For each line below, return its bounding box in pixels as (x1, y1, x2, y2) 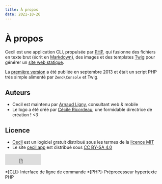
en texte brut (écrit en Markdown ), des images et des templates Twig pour (5, 54, 156, 60)
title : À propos (5, 7, 38, 12)
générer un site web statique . (5, 59, 65, 65)
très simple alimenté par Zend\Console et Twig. (5, 74, 99, 80)
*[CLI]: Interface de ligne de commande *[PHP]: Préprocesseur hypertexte (5, 169, 157, 175)
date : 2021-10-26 (5, 12, 41, 17)
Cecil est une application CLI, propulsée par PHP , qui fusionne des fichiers (5, 49, 156, 55)
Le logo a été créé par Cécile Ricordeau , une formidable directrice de (12, 106, 153, 113)
